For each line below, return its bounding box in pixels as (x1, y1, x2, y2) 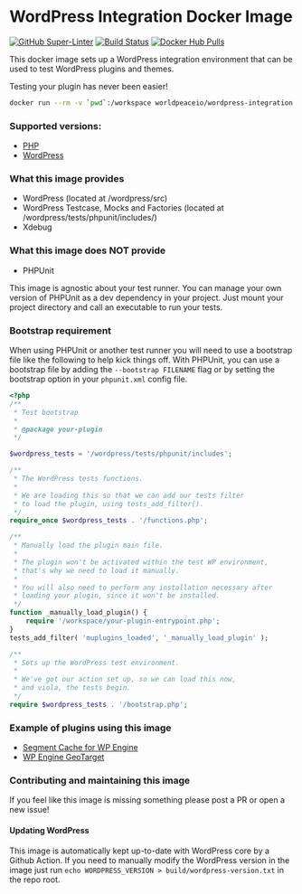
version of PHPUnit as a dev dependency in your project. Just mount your (9, 292, 284, 303)
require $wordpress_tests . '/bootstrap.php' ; (9, 700, 188, 709)
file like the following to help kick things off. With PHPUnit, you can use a (9, 354, 280, 365)
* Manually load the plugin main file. (13, 541, 165, 551)
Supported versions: (9, 119, 102, 132)
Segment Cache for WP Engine (22, 742, 138, 753)
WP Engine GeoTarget (22, 752, 105, 763)
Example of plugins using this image (9, 721, 172, 734)
